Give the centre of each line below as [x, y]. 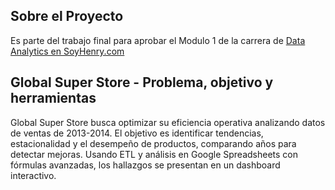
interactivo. [33, 175]
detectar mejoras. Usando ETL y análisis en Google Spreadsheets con [154, 154]
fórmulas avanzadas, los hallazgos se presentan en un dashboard [145, 165]
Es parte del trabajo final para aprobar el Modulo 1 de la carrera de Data [158, 40]
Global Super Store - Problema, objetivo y [142, 82]
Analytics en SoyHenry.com [67, 51]
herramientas [53, 98]
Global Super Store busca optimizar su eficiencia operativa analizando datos [168, 122]
